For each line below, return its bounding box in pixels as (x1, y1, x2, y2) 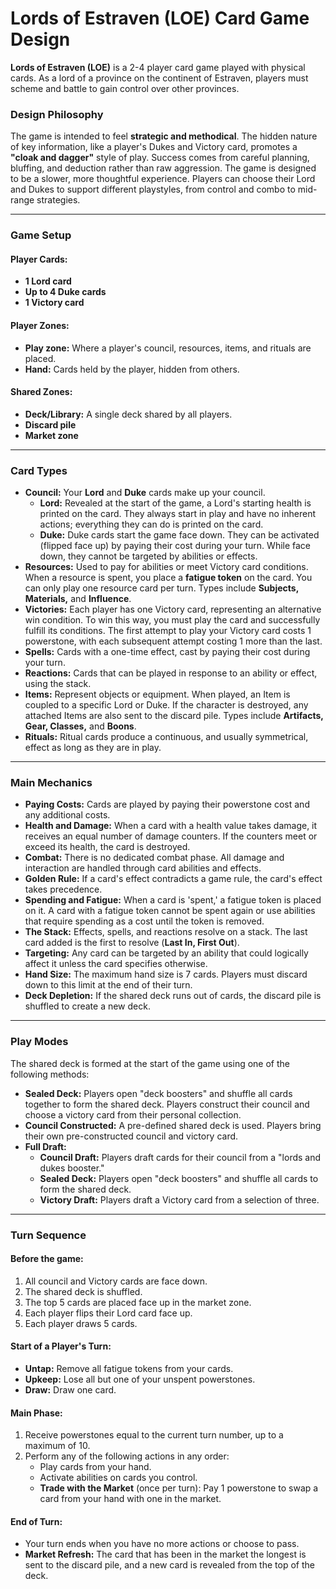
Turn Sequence (10, 1228, 87, 1242)
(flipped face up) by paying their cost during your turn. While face (39, 540, 312, 552)
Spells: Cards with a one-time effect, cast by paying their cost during (24, 646, 311, 658)
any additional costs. (24, 809, 111, 821)
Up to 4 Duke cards (24, 286, 107, 298)
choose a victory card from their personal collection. (24, 1108, 242, 1121)
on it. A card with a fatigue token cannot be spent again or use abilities (24, 905, 316, 917)
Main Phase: (10, 1407, 63, 1419)
